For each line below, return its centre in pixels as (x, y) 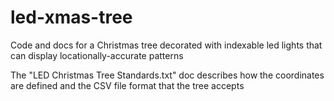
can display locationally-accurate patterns (97, 55)
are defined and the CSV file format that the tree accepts (127, 85)
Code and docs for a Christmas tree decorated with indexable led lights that (166, 45)
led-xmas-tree (71, 17)
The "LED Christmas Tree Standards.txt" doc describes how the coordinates (167, 75)
